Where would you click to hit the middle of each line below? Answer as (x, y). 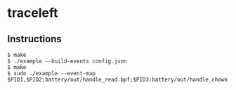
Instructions (34, 39)
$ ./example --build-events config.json (67, 61)
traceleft (33, 13)
